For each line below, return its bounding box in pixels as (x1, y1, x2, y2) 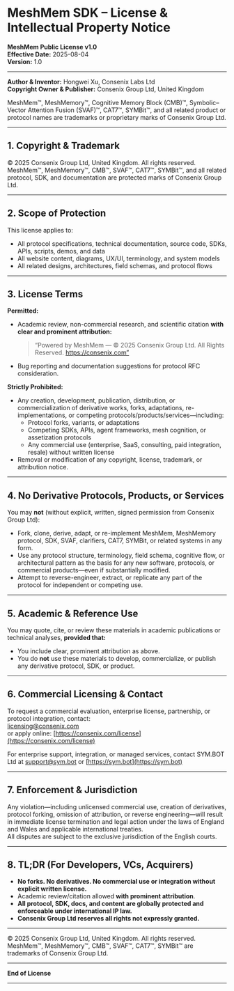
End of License (7, 969, 52, 978)
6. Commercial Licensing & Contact (7, 688, 164, 701)
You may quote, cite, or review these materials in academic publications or (7, 626, 221, 634)
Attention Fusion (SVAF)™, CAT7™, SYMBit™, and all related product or (27, 106, 226, 114)
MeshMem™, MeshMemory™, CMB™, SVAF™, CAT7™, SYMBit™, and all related (7, 166, 227, 174)
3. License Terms (7, 288, 84, 300)
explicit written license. (17, 884, 87, 893)
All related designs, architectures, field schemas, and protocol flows (17, 261, 212, 270)
